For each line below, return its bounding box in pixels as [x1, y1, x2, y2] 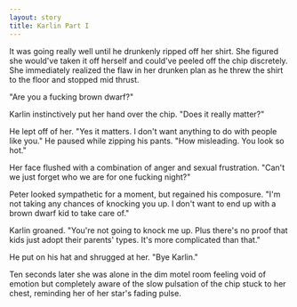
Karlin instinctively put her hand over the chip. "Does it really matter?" [9, 109, 265, 119]
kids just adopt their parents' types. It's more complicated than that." [9, 234, 261, 245]
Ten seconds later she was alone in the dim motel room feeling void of [9, 269, 267, 279]
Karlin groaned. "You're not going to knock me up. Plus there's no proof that [9, 224, 288, 236]
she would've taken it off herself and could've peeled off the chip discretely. [9, 55, 288, 66]
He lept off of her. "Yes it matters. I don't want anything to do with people [9, 125, 277, 136]
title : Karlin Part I [9, 21, 90, 30]
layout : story [9, 12, 62, 22]
